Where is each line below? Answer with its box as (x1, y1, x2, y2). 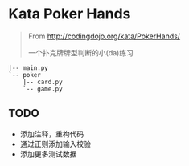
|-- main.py (8, 63, 48, 72)
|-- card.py (23, 78, 63, 86)
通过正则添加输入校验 (19, 139, 91, 148)
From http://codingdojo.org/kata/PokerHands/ (27, 31, 181, 41)
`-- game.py (23, 85, 63, 93)
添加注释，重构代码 (19, 129, 84, 139)
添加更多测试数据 (19, 149, 77, 159)
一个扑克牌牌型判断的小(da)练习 (27, 47, 134, 57)
